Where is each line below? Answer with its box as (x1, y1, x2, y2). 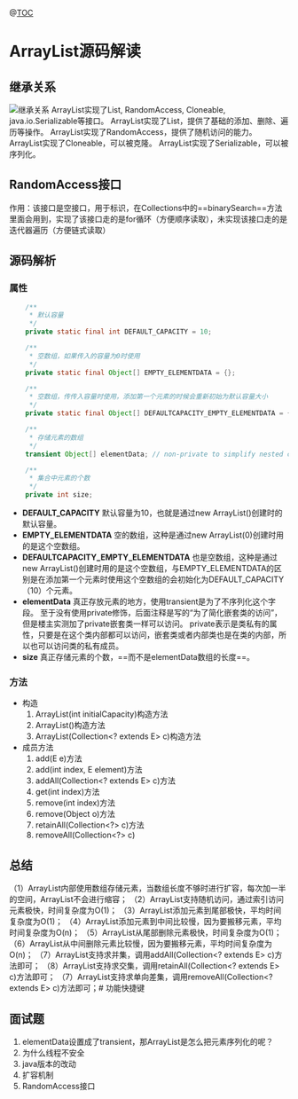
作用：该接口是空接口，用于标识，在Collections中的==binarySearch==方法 (9, 202, 283, 213)
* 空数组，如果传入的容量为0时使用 (28, 351, 140, 360)
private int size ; (25, 491, 93, 499)
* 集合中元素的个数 (28, 474, 90, 483)
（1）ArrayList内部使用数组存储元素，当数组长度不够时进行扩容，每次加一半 (9, 883, 286, 894)
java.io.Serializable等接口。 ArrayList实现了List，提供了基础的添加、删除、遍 (9, 115, 289, 126)
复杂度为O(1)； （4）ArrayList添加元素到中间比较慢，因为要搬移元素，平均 (9, 916, 282, 927)
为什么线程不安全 (21, 1047, 85, 1058)
